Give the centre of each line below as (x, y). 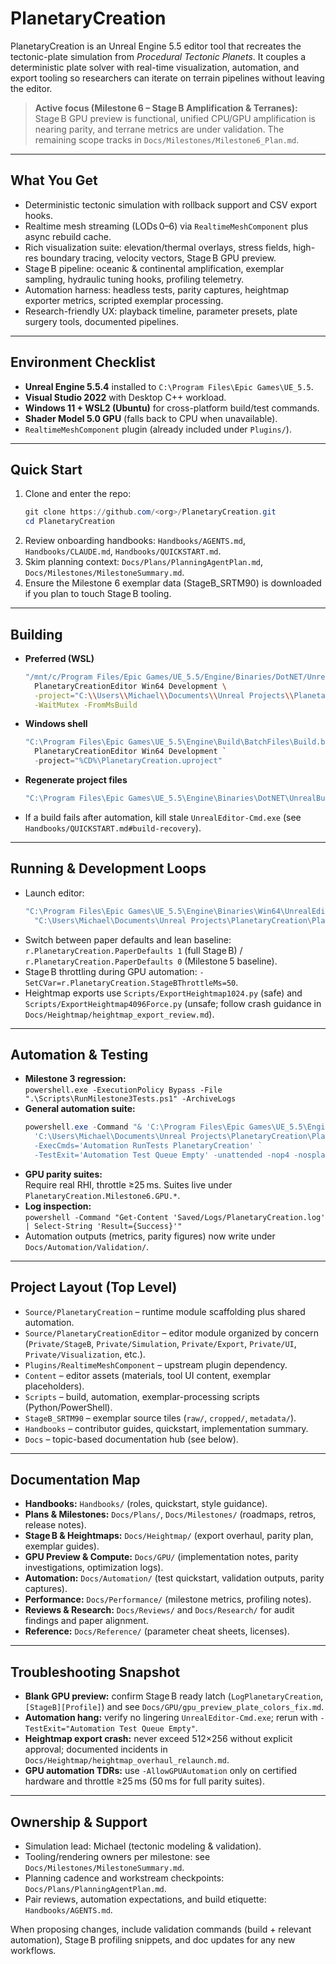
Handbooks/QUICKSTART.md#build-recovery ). (113, 828)
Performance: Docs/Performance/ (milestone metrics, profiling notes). (168, 1599)
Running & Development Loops (108, 868)
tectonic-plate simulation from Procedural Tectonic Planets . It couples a (158, 56)
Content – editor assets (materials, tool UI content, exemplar (148, 1375)
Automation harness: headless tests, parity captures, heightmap (157, 289)
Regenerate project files (76, 780)
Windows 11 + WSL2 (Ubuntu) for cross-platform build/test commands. (172, 408)
